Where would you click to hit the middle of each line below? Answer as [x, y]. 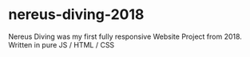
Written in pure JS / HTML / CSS [62, 44]
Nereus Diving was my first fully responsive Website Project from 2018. [125, 36]
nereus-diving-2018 [76, 15]
